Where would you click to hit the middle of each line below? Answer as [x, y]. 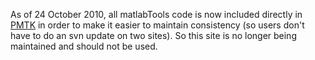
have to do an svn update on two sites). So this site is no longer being [153, 35]
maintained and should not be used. [84, 46]
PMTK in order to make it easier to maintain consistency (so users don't [157, 25]
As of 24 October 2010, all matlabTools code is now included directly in [156, 14]
